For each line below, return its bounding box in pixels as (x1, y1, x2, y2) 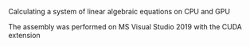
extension (8, 31, 41, 40)
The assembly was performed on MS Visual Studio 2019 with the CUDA (8, 22, 243, 31)
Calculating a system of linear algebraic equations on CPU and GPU (8, 7, 231, 16)
